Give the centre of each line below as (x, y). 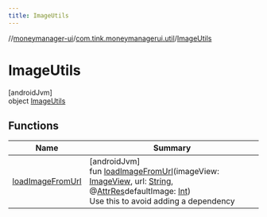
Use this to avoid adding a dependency (162, 201)
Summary (172, 148)
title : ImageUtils (39, 15)
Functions (34, 125)
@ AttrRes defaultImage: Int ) (140, 192)
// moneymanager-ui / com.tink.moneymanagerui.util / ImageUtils (110, 38)
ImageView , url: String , (131, 181)
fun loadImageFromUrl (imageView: (155, 172)
